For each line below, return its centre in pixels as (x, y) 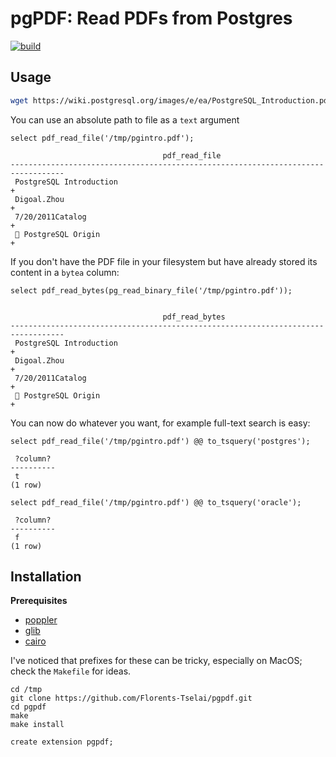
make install (37, 725)
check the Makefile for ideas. (71, 671)
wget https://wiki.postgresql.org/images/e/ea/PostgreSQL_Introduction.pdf (171, 100)
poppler (41, 620)
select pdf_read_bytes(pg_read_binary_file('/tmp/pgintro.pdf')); (151, 290)
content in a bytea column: (65, 272)
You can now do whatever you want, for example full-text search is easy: (160, 423)
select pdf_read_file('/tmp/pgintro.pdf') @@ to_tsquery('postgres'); (160, 441)
